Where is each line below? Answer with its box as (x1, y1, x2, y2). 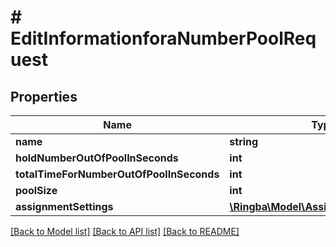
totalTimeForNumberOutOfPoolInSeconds (15, 167, 220, 181)
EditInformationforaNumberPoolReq (10, 27, 317, 50)
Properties (10, 88, 78, 105)
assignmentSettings (15, 200, 114, 213)
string (229, 135, 259, 148)
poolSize (15, 184, 58, 197)
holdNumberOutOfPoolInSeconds (15, 151, 179, 165)
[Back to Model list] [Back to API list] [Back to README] (10, 226, 240, 237)
